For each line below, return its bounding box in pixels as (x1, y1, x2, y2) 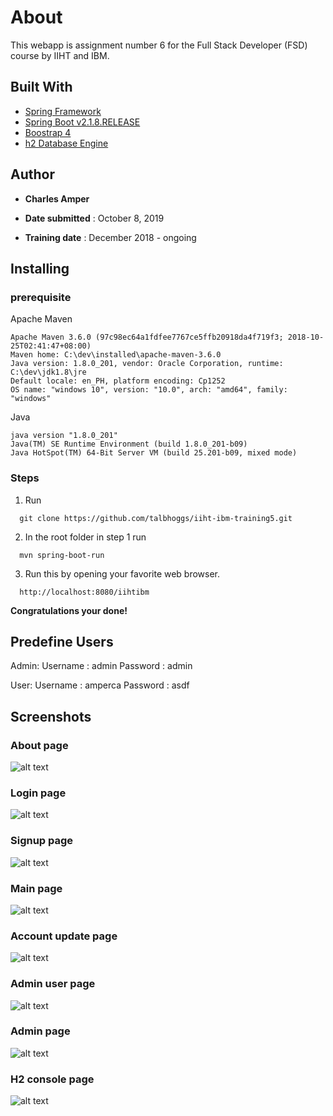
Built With (10, 79, 73, 96)
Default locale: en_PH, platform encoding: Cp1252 (10, 376, 226, 386)
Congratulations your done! (10, 604, 128, 616)
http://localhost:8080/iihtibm (19, 587, 150, 597)
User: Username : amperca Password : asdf (10, 679, 190, 691)
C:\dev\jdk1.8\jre (10, 367, 87, 378)
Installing (10, 260, 70, 277)
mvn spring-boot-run (19, 550, 105, 560)
